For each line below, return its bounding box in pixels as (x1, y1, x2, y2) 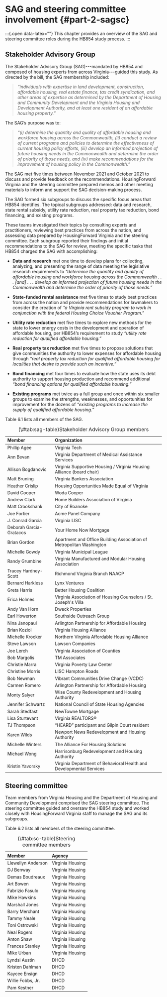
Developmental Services (55, 766, 105, 772)
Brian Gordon (7, 539, 35, 545)
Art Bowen (7, 881, 29, 886)
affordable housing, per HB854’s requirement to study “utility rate (12, 330, 147, 336)
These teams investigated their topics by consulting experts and (5, 222, 137, 227)
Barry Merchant (7, 908, 40, 914)
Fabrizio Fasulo (7, 887, 39, 894)
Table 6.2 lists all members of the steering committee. (5, 825, 115, 832)
